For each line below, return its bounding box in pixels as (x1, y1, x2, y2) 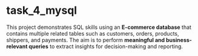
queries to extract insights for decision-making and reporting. (28, 43, 183, 50)
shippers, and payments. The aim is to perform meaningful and (6, 36, 165, 43)
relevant (6, 43, 28, 50)
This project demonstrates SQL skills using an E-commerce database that (6, 23, 192, 31)
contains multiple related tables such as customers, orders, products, (6, 30, 180, 37)
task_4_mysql (6, 4, 78, 17)
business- (165, 36, 193, 43)
